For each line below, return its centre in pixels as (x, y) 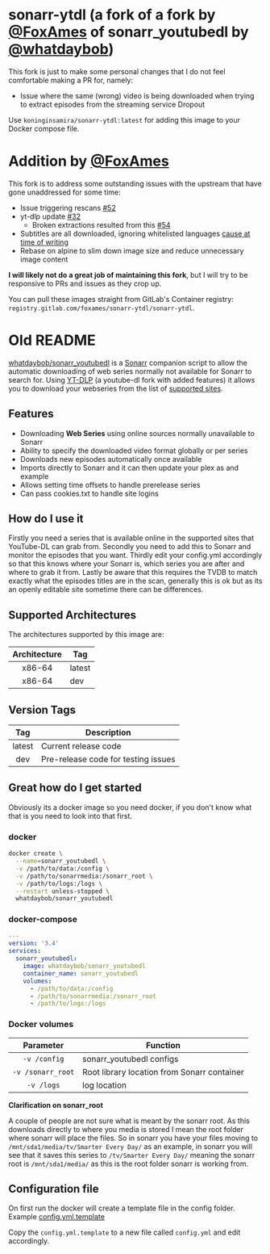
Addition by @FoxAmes (89, 161)
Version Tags (42, 709)
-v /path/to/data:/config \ (63, 868)
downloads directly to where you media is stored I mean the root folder (126, 1129)
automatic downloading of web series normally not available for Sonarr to (130, 371)
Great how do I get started (75, 788)
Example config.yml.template (56, 1217)
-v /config (44, 1059)
